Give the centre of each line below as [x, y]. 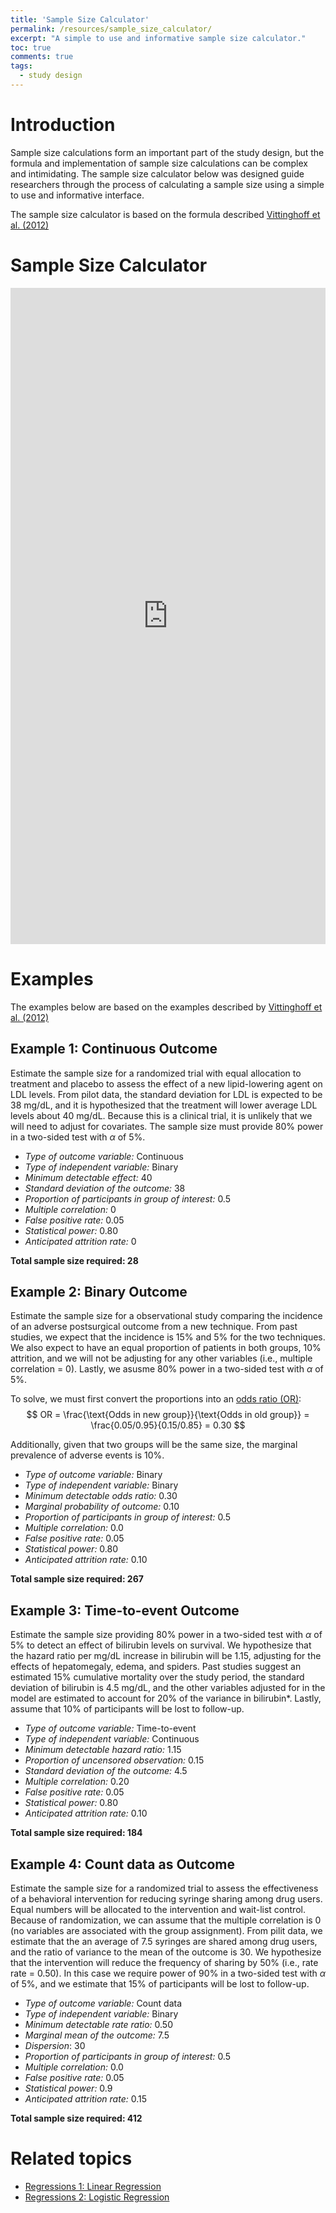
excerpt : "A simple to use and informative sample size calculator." [158, 38]
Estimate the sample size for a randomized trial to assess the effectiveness [164, 1888]
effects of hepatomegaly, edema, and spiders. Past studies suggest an [156, 1667]
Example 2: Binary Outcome [99, 1291]
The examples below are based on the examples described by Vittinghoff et [166, 1007]
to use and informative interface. [77, 195]
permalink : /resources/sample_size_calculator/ [111, 29]
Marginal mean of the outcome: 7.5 [97, 2035]
